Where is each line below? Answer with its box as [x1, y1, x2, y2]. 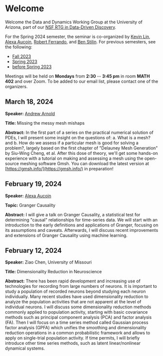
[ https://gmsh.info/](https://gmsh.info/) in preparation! [5, 166, 114, 171]
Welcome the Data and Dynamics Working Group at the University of [5, 19, 143, 25]
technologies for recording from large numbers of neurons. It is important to [5, 283, 157, 289]
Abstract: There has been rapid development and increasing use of [5, 278, 141, 284]
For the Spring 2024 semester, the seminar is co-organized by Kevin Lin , [5, 34, 151, 39]
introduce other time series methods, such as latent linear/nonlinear [5, 340, 141, 346]
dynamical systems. [5, 345, 45, 351]
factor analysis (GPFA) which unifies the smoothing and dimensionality [5, 325, 147, 331]
